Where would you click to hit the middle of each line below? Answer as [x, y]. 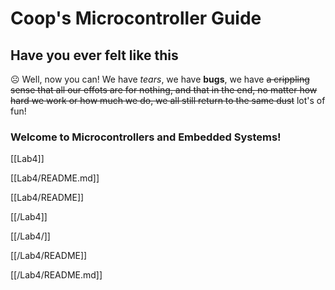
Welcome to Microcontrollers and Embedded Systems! [146, 137]
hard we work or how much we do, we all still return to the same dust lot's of [168, 100]
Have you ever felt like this [94, 55]
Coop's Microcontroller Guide [136, 18]
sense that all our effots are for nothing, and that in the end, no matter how [164, 90]
